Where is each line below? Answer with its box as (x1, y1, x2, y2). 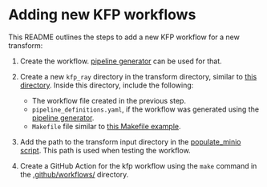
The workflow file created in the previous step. (31, 96, 187, 105)
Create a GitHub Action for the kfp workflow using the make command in (19, 161, 257, 170)
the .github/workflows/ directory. (19, 169, 129, 179)
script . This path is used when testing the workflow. (19, 145, 191, 155)
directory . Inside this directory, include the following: (19, 80, 194, 90)
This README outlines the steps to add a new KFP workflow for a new (8, 32, 241, 42)
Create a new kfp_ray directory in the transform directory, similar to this (19, 71, 257, 81)
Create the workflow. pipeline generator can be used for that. (19, 56, 222, 66)
